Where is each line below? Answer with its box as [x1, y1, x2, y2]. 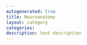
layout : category [6, 19, 48, 25]
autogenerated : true [6, 8, 56, 15]
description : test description [6, 30, 82, 36]
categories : [6, 25, 35, 31]
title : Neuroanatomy [6, 14, 56, 20]
